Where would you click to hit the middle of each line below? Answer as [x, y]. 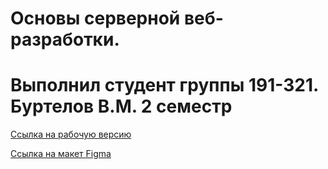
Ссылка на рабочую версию [71, 134]
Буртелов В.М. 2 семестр [121, 106]
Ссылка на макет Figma [61, 154]
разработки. [65, 39]
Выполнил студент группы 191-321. [164, 85]
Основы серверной [95, 18]
